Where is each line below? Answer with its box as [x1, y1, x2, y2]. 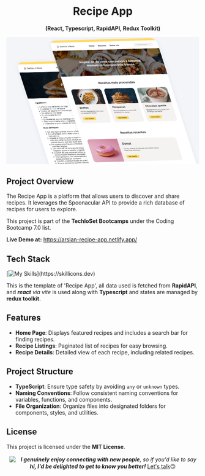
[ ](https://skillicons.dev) [6, 270, 95, 278]
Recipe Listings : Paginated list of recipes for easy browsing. [15, 342, 168, 349]
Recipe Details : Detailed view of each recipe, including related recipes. [15, 348, 195, 356]
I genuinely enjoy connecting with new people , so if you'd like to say [20, 456, 197, 463]
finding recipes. [15, 335, 55, 343]
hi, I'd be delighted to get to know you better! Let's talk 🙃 [29, 462, 176, 470]
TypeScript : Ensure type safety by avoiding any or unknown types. [15, 383, 180, 390]
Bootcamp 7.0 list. [6, 224, 51, 232]
